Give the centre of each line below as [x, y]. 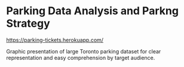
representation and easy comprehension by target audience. [81, 58]
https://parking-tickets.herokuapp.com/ [55, 40]
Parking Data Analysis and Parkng [93, 11]
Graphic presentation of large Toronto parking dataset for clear [84, 51]
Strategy [28, 23]
